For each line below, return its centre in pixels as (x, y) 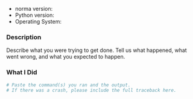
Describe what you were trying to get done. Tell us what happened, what (96, 50)
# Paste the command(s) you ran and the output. (68, 85)
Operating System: (38, 21)
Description (24, 37)
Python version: (34, 15)
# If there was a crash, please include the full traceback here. (91, 91)
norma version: (34, 9)
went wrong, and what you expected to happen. (66, 57)
